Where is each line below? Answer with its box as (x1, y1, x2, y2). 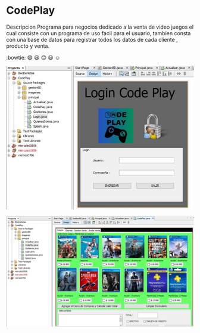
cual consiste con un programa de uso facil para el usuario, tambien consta (6, 29, 191, 36)
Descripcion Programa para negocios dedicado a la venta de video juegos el (6, 23, 194, 30)
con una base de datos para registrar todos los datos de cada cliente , (6, 36, 179, 43)
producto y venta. (6, 42, 50, 50)
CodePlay (6, 4, 55, 17)
